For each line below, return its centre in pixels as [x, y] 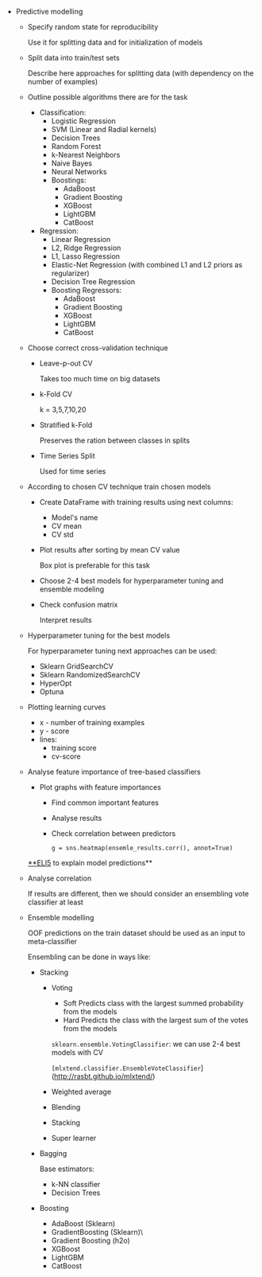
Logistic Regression [84, 121]
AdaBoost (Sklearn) [83, 1224]
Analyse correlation [60, 878]
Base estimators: [67, 1169]
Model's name [75, 517]
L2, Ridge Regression [86, 248]
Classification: [63, 112]
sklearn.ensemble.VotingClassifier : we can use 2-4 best [146, 1044]
